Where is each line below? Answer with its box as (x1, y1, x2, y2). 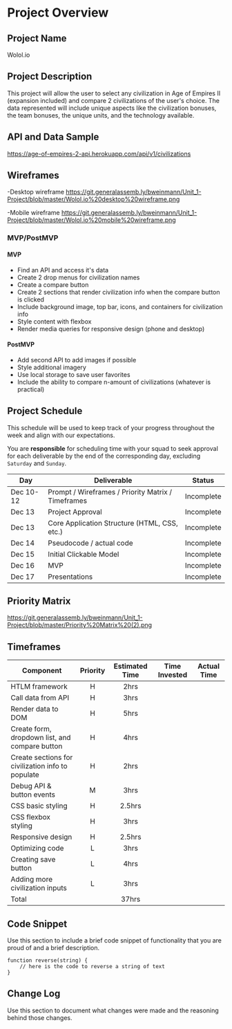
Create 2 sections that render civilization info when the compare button (17, 288, 220, 296)
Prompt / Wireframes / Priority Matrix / (48, 487, 173, 497)
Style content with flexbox (17, 317, 92, 326)
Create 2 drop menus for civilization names (17, 273, 140, 281)
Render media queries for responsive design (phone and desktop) (17, 324, 205, 333)
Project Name (7, 33, 67, 44)
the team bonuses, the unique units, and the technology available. (7, 111, 195, 119)
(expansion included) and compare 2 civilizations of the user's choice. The (7, 96, 220, 104)
